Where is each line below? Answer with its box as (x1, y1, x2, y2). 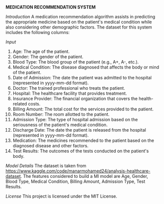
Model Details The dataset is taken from (5, 163, 86, 169)
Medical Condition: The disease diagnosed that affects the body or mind (12, 64, 159, 70)
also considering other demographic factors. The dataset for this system (5, 24, 152, 30)
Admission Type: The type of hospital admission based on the (12, 117, 138, 122)
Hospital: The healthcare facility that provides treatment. (12, 91, 127, 96)
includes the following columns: (5, 30, 70, 35)
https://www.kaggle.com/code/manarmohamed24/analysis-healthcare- (5, 168, 151, 174)
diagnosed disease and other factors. (12, 143, 89, 148)
